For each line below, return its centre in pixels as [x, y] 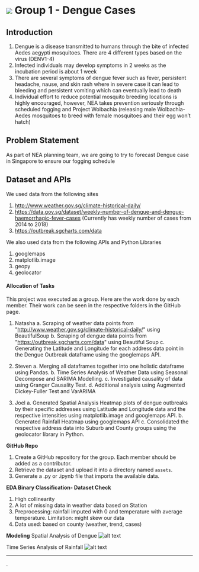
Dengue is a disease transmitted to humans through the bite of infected [102, 46]
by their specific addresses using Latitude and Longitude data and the [100, 409]
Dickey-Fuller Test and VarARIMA [55, 391]
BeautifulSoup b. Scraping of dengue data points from [81, 336]
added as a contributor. [43, 463]
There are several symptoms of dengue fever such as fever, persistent [100, 78]
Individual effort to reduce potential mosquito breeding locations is [96, 97]
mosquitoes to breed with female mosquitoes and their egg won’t [111, 115]
